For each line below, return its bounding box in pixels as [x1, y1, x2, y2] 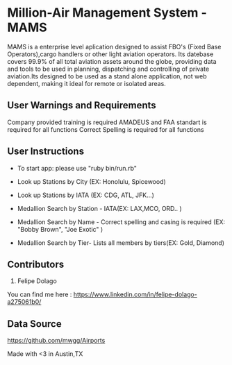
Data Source [7, 318, 62, 330]
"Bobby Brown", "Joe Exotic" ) [17, 225, 103, 233]
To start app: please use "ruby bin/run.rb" [17, 164, 138, 172]
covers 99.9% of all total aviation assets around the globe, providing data [7, 57, 217, 65]
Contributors [7, 258, 65, 270]
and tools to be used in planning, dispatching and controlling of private [7, 65, 210, 73]
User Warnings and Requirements [7, 99, 156, 112]
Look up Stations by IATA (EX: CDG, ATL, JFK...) [17, 191, 155, 199]
